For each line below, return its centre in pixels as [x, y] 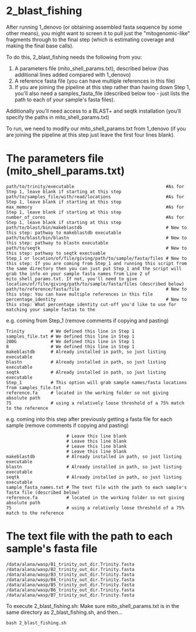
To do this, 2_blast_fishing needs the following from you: [74, 57]
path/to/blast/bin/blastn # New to [97, 238]
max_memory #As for [95, 207]
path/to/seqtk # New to [97, 248]
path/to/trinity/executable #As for [95, 186]
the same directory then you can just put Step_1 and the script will [94, 269]
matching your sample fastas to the [51, 310]
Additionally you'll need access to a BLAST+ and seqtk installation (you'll [94, 111]
